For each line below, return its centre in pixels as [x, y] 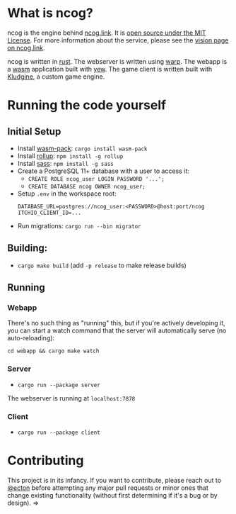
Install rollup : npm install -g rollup [70, 156]
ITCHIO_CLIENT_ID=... [49, 213]
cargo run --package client [59, 433]
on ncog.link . [26, 48]
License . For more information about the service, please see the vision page [118, 40]
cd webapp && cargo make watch [53, 351]
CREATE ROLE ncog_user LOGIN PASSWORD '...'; [96, 179]
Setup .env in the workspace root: [67, 194]
